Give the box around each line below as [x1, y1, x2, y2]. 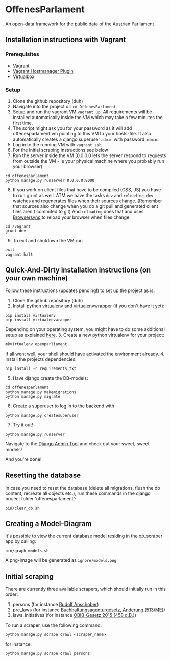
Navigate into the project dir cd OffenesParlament [12, 103, 116, 109]
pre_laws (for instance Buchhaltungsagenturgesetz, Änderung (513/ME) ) [12, 607, 165, 613]
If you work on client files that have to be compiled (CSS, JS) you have [12, 186, 161, 193]
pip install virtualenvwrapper [5, 317, 72, 322]
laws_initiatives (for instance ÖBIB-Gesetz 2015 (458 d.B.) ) [12, 612, 137, 618]
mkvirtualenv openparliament [5, 341, 67, 347]
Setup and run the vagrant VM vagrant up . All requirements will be [12, 109, 152, 115]
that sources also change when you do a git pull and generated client [12, 203, 158, 209]
